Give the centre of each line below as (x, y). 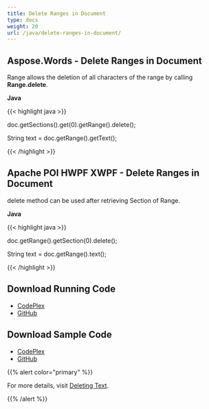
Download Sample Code (59, 335)
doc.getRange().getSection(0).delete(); (62, 240)
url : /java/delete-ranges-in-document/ (64, 33)
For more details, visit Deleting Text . (58, 385)
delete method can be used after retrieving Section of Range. (94, 200)
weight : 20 (23, 26)
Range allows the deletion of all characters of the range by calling (100, 77)
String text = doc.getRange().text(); (57, 254)
